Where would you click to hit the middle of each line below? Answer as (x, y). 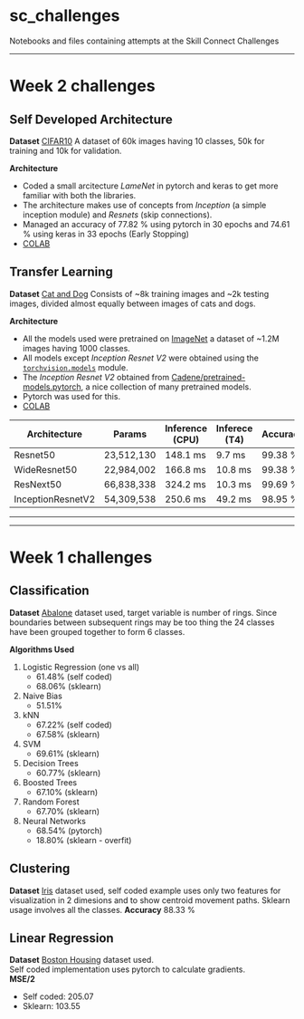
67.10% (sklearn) (67, 792)
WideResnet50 (46, 469)
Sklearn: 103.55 (52, 1006)
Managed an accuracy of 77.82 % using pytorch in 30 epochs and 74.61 (156, 224)
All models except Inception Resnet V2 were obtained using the (141, 358)
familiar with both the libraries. (79, 195)
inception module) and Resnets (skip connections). (117, 215)
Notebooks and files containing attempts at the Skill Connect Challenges (144, 41)
